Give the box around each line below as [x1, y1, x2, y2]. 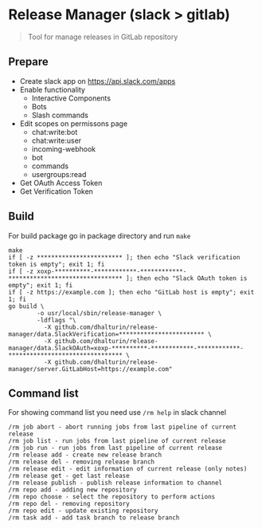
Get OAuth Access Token [19, 178, 103, 188]
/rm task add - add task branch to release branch [8, 514, 180, 522]
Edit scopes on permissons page [19, 118, 128, 128]
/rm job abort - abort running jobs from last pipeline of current [8, 423, 237, 432]
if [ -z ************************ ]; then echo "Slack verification [8, 253, 240, 261]
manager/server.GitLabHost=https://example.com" [8, 365, 173, 373]
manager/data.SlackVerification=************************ [8, 330, 205, 338]
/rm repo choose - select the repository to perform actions [8, 493, 216, 501]
